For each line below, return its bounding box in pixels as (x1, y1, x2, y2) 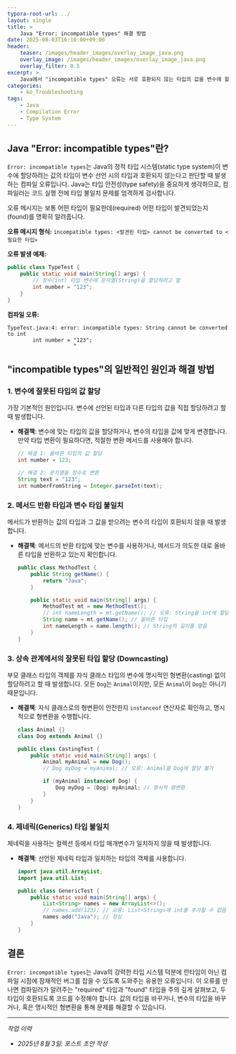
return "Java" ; (43, 577, 88, 584)
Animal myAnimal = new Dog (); (43, 758, 131, 766)
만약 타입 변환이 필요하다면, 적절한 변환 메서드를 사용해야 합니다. (17, 436, 195, 445)
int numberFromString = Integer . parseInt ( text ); (17, 482, 163, 489)
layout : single (7, 17, 52, 24)
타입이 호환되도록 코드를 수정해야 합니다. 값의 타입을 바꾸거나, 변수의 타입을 (7, 994, 214, 1002)
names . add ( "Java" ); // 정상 (43, 913, 122, 920)
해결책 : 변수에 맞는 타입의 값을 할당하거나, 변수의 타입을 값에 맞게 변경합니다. (17, 427, 228, 436)
